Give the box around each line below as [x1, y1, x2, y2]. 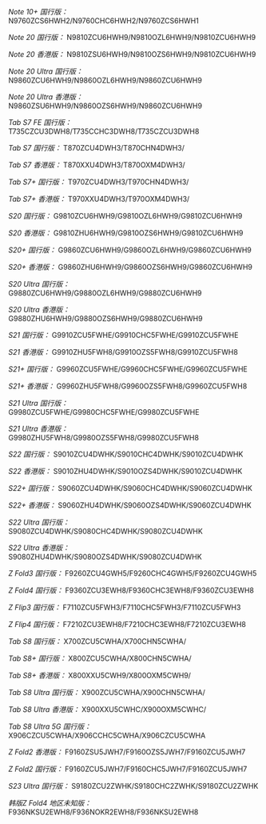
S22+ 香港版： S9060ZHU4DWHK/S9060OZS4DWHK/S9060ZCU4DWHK [8, 500, 252, 510]
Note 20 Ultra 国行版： [8, 66, 83, 76]
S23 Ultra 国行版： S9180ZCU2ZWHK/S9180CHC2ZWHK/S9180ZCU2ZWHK [8, 782, 259, 790]
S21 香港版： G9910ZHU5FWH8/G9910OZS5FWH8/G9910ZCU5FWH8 [8, 348, 238, 356]
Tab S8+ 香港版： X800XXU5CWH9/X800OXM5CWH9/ [8, 671, 192, 680]
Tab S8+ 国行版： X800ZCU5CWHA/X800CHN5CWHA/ [8, 653, 192, 663]
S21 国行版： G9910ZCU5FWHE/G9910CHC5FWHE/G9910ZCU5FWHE [8, 331, 239, 340]
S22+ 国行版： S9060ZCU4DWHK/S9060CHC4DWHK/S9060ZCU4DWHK [8, 484, 253, 492]
